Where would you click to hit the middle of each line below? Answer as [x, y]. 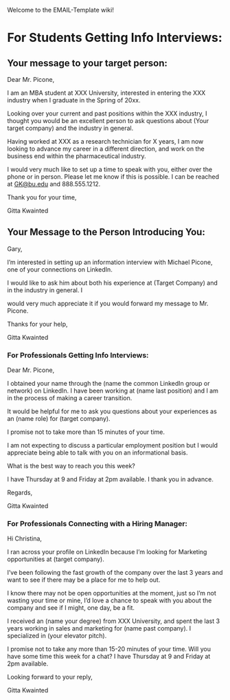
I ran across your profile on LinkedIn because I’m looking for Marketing [107, 552]
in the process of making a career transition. [70, 398]
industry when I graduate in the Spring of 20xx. [74, 100]
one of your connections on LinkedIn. [60, 269]
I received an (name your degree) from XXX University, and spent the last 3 [114, 621]
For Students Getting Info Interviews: [115, 38]
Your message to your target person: [88, 63]
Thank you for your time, [42, 197]
